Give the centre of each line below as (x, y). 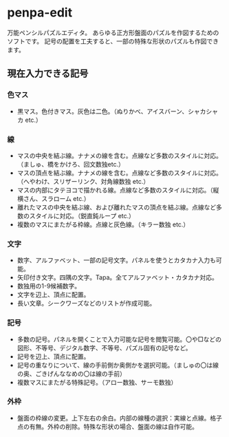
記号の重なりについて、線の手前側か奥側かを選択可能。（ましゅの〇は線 (118, 365)
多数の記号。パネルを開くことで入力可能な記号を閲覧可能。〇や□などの (119, 339)
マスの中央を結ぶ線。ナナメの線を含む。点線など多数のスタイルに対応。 (119, 156)
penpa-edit (40, 13)
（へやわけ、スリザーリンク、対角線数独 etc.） (83, 181)
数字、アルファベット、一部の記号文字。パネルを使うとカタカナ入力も (117, 260)
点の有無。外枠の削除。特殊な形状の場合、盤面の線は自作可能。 (107, 426)
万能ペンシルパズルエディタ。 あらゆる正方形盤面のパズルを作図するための (113, 32)
